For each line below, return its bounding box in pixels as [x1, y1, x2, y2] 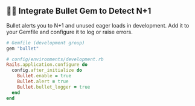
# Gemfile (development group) [6, 40, 85, 46]
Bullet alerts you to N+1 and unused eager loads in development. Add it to [6, 22, 190, 29]
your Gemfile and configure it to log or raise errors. [6, 28, 133, 35]
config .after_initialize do [11, 67, 83, 74]
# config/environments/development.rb [6, 56, 104, 62]
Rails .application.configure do [6, 62, 88, 68]
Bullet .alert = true [17, 78, 69, 84]
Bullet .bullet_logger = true [17, 84, 91, 90]
